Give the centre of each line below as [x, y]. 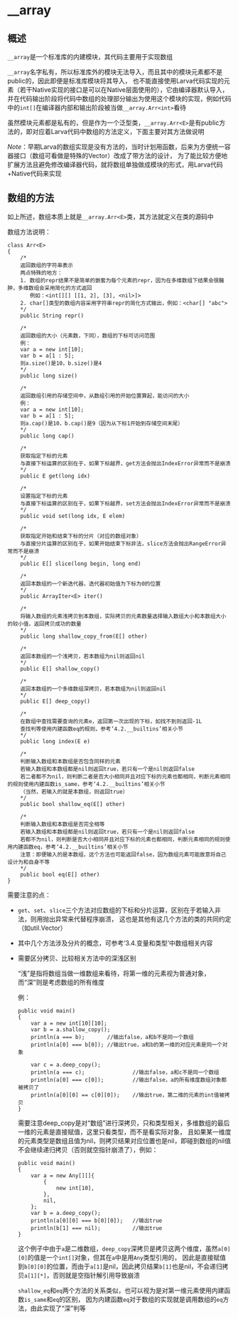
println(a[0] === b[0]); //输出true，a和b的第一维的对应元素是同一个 [126, 1045]
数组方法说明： [29, 232]
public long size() [49, 376]
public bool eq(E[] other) [60, 874]
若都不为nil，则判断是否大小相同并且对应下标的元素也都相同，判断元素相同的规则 [123, 839]
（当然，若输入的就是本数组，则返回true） [74, 792]
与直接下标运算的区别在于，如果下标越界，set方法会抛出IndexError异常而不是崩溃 [125, 503]
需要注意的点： [29, 895]
